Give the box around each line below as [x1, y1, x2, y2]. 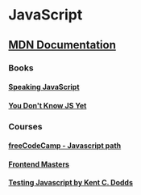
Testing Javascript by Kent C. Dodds [8, 178, 134, 188]
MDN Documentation [8, 38, 117, 52]
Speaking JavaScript [8, 83, 80, 92]
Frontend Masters [8, 159, 70, 169]
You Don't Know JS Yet [8, 100, 87, 110]
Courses [8, 121, 43, 132]
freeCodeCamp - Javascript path [8, 141, 122, 150]
